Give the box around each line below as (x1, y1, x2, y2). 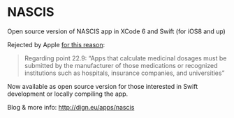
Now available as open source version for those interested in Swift (7, 82, 198, 90)
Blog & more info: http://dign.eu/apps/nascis (7, 103, 135, 111)
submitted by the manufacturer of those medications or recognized (24, 61, 218, 69)
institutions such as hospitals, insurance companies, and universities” (24, 69, 225, 77)
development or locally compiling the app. (7, 90, 129, 98)
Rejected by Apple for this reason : (7, 40, 105, 49)
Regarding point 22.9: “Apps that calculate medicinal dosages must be (24, 53, 227, 62)
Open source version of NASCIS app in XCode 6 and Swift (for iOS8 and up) (7, 27, 226, 35)
